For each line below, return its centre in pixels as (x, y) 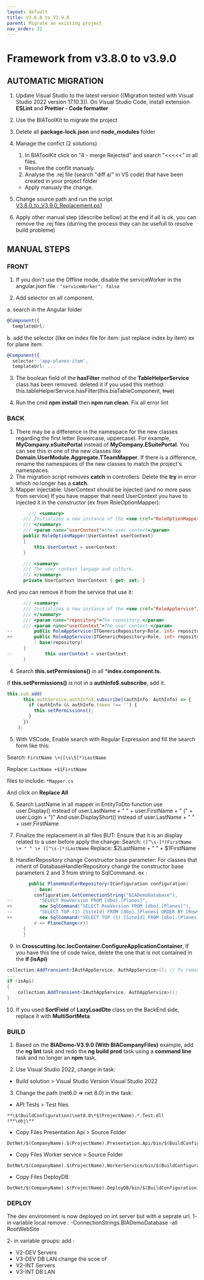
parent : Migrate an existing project (54, 23)
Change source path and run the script (64, 199)
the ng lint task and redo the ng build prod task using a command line (104, 1051)
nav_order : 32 (25, 29)
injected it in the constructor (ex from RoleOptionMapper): (88, 502)
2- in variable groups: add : (41, 1241)
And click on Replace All (38, 792)
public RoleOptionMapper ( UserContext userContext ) (88, 536)
